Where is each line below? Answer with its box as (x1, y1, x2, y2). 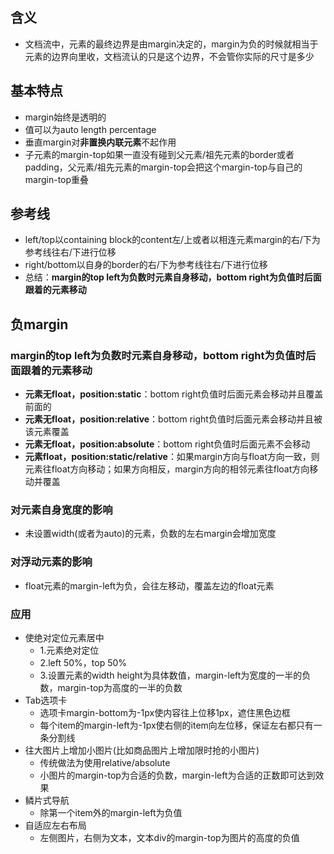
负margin (10, 316, 69, 333)
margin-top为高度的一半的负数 (57, 682, 183, 694)
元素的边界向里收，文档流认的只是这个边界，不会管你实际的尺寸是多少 (24, 50, 315, 62)
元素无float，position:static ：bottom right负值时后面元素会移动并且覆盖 (24, 388, 324, 400)
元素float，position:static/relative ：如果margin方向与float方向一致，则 (24, 451, 320, 463)
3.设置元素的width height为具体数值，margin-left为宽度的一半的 (39, 669, 303, 682)
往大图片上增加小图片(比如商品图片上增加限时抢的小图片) (24, 744, 260, 757)
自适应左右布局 (24, 819, 87, 832)
